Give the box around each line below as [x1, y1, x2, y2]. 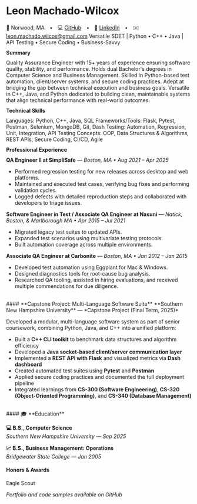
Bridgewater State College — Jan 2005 [6, 453, 102, 460]
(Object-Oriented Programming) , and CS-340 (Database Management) [14, 392, 192, 399]
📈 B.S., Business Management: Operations [6, 444, 114, 451]
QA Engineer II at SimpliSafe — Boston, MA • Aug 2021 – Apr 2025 [6, 156, 169, 163]
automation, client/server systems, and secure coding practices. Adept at [6, 78, 184, 85]
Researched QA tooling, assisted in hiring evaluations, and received [14, 276, 178, 283]
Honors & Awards [6, 466, 50, 473]
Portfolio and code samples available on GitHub [6, 491, 122, 498]
